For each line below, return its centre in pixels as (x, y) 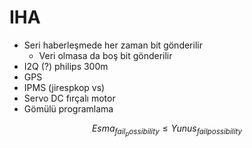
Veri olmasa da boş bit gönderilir (105, 55)
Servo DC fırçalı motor (69, 98)
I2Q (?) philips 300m (66, 66)
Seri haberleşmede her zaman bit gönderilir (113, 45)
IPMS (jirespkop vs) (64, 87)
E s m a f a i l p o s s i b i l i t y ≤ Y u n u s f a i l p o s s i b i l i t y (167, 130)
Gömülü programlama (68, 108)
